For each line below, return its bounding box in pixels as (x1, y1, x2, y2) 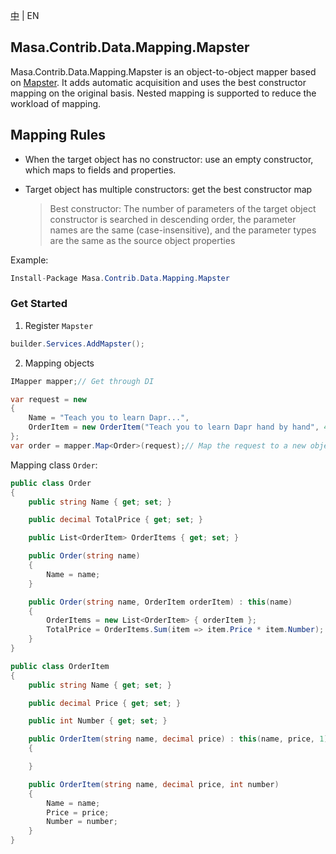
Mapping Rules (10, 127, 107, 144)
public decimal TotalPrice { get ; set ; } (28, 515, 203, 525)
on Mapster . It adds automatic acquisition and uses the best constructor (10, 76, 307, 88)
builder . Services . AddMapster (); (10, 339, 145, 349)
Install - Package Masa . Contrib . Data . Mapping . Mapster (10, 273, 230, 283)
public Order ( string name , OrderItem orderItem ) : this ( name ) (28, 597, 293, 607)
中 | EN (10, 10, 40, 21)
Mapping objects (24, 357, 95, 369)
